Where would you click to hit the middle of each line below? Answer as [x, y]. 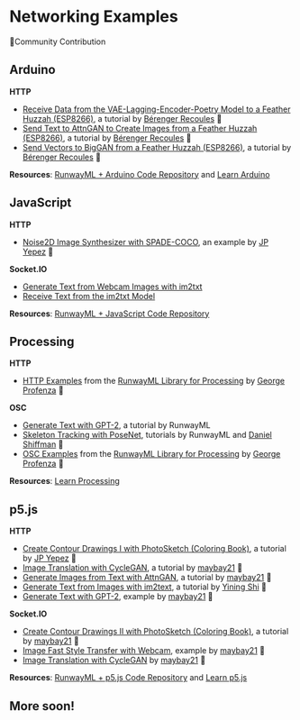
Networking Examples [94, 17]
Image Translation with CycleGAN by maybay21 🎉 [114, 661]
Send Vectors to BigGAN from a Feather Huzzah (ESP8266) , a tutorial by [157, 147]
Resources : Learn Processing [64, 481]
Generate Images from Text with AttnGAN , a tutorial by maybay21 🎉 [147, 578]
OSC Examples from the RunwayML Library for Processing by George [151, 454]
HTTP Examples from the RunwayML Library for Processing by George [154, 381]
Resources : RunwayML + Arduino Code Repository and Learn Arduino [140, 174]
